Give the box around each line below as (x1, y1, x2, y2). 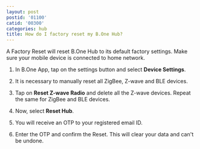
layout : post (6, 8, 39, 15)
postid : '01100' (6, 14, 47, 21)
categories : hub (6, 25, 47, 32)
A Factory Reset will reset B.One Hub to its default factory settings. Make (6, 48, 188, 55)
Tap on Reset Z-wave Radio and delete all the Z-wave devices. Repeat (15, 89, 192, 97)
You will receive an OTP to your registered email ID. (15, 119, 143, 127)
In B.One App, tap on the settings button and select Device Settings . (15, 66, 186, 73)
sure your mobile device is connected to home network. (6, 54, 145, 62)
